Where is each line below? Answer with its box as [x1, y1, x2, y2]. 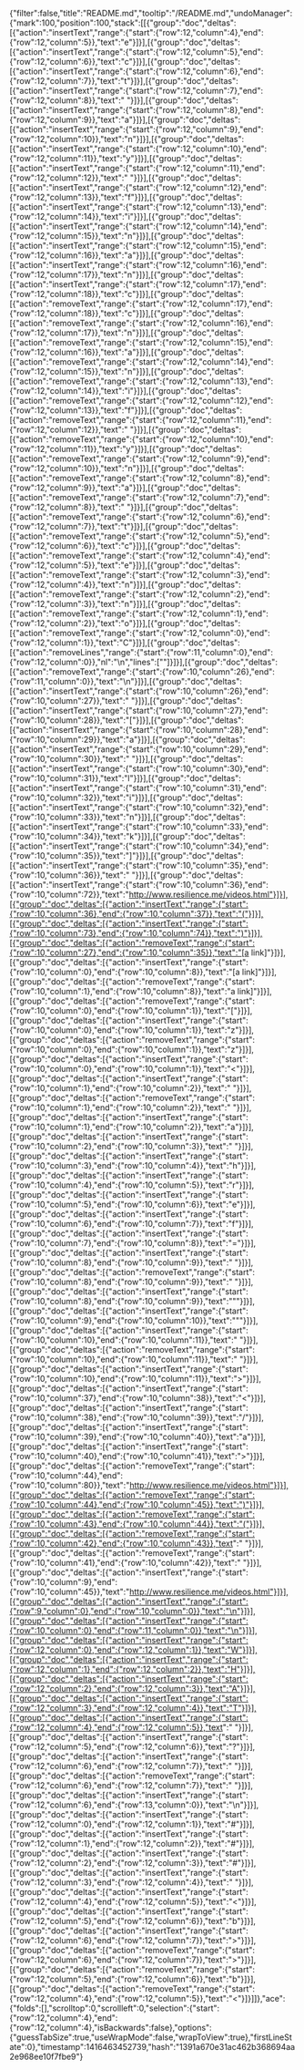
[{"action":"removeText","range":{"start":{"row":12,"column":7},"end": [9, 492, 270, 502]
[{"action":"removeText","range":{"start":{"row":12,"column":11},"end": [9, 415, 272, 425]
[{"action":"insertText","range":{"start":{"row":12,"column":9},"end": [9, 124, 264, 135]
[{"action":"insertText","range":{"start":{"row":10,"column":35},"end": [9, 860, 269, 870]
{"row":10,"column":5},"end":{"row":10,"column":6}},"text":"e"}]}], [9, 1199, 256, 1210]
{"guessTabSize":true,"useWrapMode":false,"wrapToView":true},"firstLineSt [9, 2032, 293, 2043]
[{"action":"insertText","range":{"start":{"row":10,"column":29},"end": [9, 744, 269, 755]
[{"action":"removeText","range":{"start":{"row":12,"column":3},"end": [9, 570, 270, 580]
